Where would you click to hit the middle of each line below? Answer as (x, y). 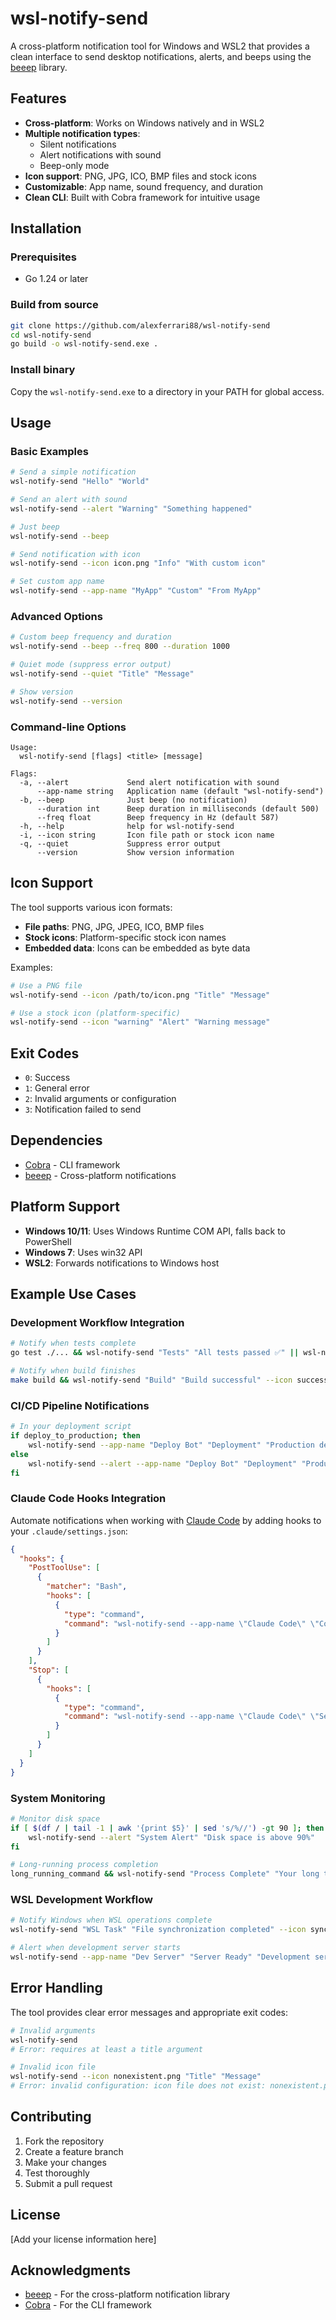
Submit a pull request (68, 2183)
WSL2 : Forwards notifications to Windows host (122, 1263)
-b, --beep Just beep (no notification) (133, 800)
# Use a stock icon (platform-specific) (96, 1013)
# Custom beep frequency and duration (91, 637)
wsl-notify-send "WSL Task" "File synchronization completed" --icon (158, 1930)
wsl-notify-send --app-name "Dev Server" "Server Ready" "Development (160, 1957)
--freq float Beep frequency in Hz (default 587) (158, 817)
